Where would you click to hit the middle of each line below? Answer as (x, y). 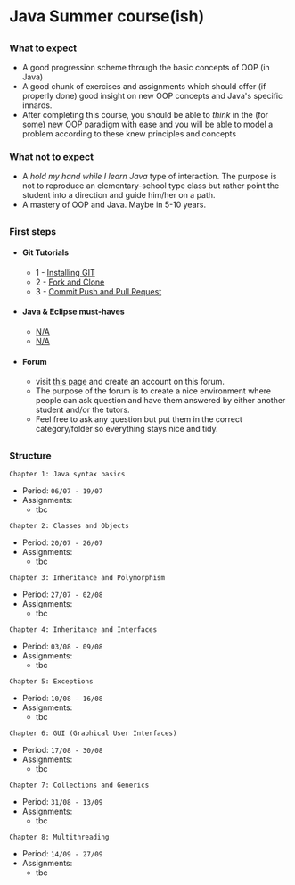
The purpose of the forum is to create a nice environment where (153, 391)
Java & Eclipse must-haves (73, 312)
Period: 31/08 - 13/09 (62, 802)
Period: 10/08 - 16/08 (62, 699)
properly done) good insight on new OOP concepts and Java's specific (152, 95)
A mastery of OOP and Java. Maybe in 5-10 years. (114, 205)
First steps (33, 231)
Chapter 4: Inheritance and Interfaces (83, 630)
